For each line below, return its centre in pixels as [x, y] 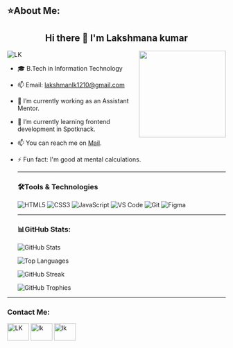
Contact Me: [28, 312]
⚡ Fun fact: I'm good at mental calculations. [79, 159]
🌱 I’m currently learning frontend [64, 122]
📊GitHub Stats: [44, 229]
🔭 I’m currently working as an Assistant [73, 101]
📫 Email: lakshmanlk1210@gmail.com [71, 85]
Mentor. [28, 108]
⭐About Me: [34, 11]
